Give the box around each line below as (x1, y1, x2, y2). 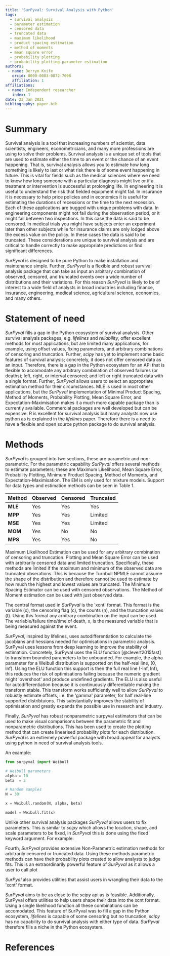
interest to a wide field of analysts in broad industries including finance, (5, 285, 154, 291)
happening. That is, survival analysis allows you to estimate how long (5, 162, 149, 168)
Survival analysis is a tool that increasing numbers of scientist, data (5, 140, 146, 146)
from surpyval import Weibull (5, 759, 69, 765)
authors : (5, 64, 24, 69)
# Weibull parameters (5, 768, 51, 774)
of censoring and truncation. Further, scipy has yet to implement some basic (5, 351, 164, 357)
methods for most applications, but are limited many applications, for (5, 340, 149, 346)
